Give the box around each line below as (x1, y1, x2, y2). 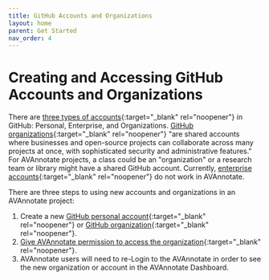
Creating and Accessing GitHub (8, 69, 223, 87)
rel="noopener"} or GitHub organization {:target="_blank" (19, 220, 209, 229)
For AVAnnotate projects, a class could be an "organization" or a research (8, 155, 252, 164)
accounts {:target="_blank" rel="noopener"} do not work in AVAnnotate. (8, 172, 245, 181)
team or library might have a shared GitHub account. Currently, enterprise (8, 164, 253, 173)
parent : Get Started (8, 26, 78, 34)
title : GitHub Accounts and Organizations (8, 11, 153, 20)
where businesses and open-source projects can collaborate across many (8, 138, 255, 148)
